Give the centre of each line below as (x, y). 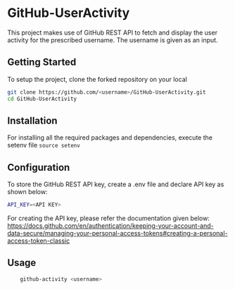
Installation (32, 120)
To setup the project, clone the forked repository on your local (97, 79)
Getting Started (42, 62)
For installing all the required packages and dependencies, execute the (110, 138)
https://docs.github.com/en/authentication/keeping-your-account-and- (110, 226)
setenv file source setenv (44, 145)
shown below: (27, 192)
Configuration (39, 167)
